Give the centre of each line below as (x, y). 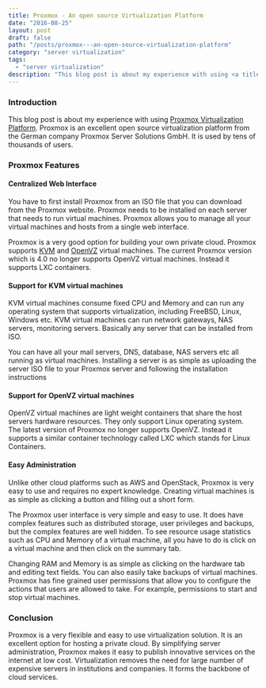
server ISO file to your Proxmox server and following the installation (118, 369)
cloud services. (33, 677)
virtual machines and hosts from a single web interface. (99, 227)
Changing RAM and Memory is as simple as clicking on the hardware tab (127, 564)
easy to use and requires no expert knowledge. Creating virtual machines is (131, 491)
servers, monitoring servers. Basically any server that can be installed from (131, 329)
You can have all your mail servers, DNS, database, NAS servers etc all (123, 352)
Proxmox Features (44, 165)
